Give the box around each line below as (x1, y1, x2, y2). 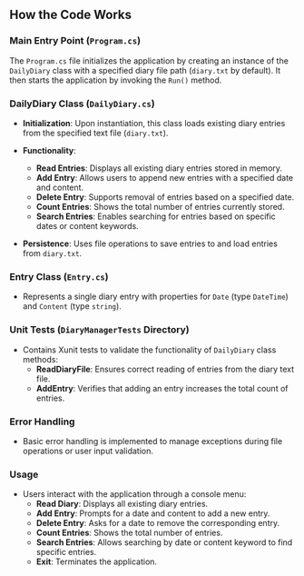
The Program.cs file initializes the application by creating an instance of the (9, 55, 289, 66)
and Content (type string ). (22, 301, 123, 312)
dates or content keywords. (35, 220, 139, 231)
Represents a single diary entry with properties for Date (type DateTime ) (22, 291, 289, 303)
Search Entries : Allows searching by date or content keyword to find (35, 537, 293, 548)
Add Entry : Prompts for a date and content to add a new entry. (35, 508, 270, 519)
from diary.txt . (22, 247, 83, 258)
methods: (22, 353, 59, 364)
